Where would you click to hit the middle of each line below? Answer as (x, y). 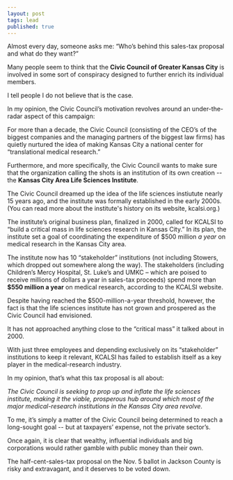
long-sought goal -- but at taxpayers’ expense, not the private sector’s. (109, 427)
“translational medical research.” (54, 152)
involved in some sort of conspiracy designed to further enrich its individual (115, 74)
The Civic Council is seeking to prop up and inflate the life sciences (104, 392)
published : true (31, 26)
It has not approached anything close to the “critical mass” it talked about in (116, 329)
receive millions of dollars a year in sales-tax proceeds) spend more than (112, 280)
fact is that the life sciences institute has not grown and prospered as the (112, 308)
